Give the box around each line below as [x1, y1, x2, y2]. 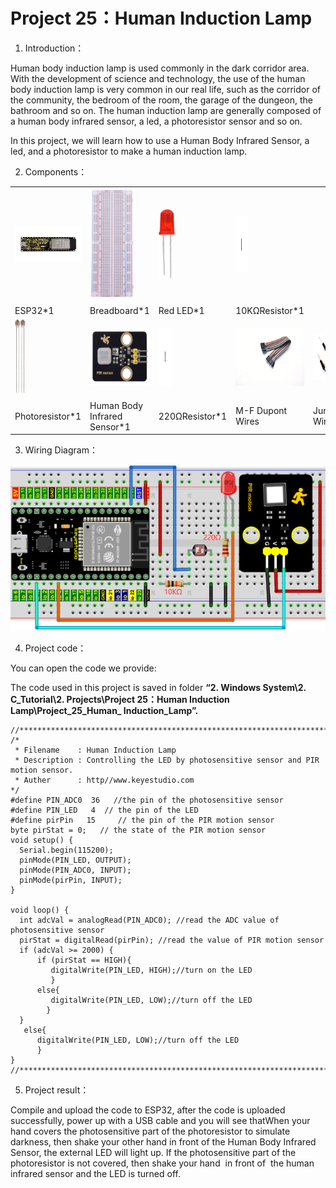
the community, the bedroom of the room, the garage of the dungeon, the [10, 94, 313, 106]
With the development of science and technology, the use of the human [10, 72, 306, 84]
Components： [24, 165, 88, 178]
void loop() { [10, 905, 70, 916]
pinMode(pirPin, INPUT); [19, 875, 123, 886]
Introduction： [24, 42, 85, 54]
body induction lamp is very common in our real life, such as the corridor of [10, 83, 321, 95]
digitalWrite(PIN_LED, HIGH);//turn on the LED [50, 965, 253, 976]
